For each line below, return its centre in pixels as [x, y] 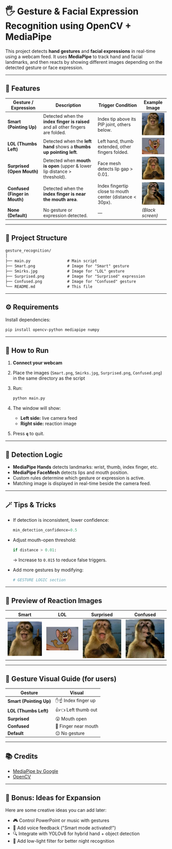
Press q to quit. [28, 434]
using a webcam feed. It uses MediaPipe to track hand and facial [74, 57]
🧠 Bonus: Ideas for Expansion [53, 798]
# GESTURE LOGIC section [39, 580]
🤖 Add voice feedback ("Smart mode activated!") [64, 827]
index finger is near [64, 194]
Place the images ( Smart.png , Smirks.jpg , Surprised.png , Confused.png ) [87, 373]
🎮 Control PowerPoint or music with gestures [61, 820]
